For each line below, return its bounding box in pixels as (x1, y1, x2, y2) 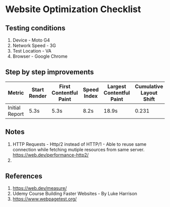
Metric (8, 89, 24, 96)
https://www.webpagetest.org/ (12, 196, 77, 202)
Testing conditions (5, 24, 66, 32)
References (5, 172, 42, 181)
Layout (140, 89, 158, 96)
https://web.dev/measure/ (12, 185, 67, 191)
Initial (8, 104, 21, 111)
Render (28, 92, 47, 99)
